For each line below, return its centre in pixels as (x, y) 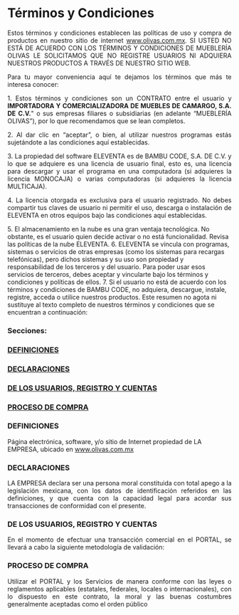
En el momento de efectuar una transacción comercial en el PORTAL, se (119, 540)
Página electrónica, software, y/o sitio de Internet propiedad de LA (105, 441)
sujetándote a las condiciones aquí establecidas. (79, 142)
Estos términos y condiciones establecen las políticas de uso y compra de (119, 33)
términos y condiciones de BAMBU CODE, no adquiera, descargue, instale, (117, 289)
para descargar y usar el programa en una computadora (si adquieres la (119, 171)
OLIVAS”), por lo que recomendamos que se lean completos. (96, 121)
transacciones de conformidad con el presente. (77, 506)
